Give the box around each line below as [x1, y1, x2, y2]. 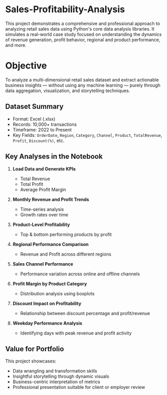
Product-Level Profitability [12, 221, 70, 228]
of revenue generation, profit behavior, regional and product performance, [5, 37, 161, 43]
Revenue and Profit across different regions [20, 251, 112, 257]
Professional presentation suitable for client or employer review [12, 384, 146, 390]
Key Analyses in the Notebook [5, 152, 103, 161]
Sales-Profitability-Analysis [5, 4, 125, 15]
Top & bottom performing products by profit [20, 231, 112, 237]
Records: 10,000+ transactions [12, 121, 77, 127]
